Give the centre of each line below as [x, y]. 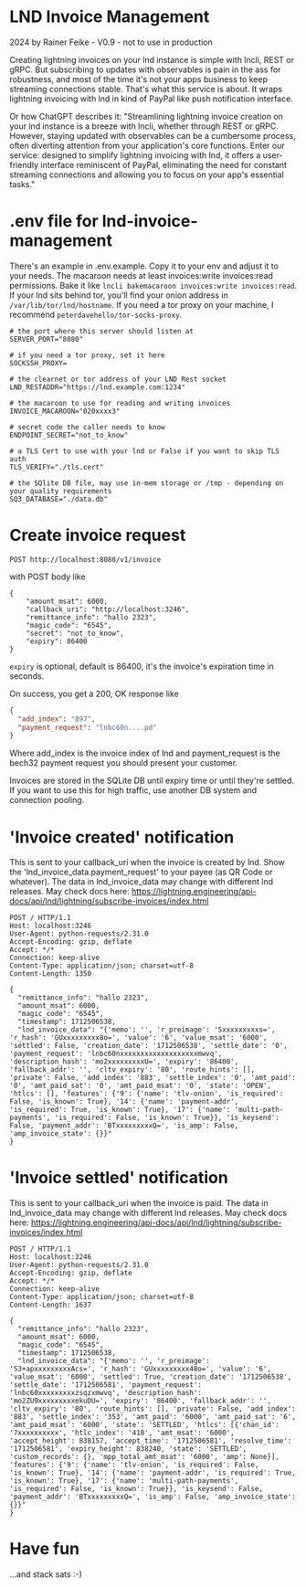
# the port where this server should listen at [102, 331]
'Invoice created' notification [122, 837]
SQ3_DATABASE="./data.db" [58, 499]
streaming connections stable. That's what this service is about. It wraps [146, 89]
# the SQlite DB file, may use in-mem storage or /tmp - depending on [147, 483]
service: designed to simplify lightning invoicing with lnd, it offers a [135, 155]
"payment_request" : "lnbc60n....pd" [87, 727]
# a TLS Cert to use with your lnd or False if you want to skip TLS [145, 451]
